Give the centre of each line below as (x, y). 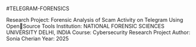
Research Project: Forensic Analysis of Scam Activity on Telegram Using (95, 20)
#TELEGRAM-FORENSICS (38, 9)
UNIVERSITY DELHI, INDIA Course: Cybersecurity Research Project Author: (98, 32)
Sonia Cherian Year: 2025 (38, 38)
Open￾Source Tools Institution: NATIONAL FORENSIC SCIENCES (85, 26)
